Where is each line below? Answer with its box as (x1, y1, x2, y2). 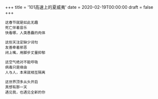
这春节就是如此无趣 (5, 20, 38, 25)
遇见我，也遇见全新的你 (5, 90, 46, 95)
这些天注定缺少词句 (5, 40, 38, 45)
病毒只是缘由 (5, 65, 27, 70)
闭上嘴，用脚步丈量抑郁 (5, 50, 46, 55)
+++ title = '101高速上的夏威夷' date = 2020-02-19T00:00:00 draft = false (5, 4, 154, 10)
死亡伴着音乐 (5, 25, 27, 30)
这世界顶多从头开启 (5, 79, 38, 84)
